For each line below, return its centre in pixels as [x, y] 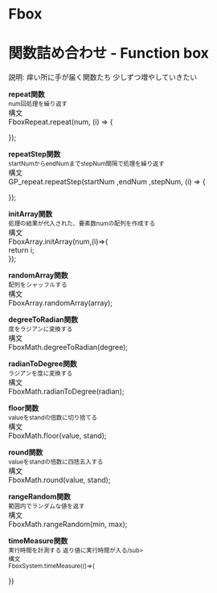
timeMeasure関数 [38, 541]
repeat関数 [27, 94]
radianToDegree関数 [43, 364]
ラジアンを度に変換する [41, 374]
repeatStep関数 [35, 154]
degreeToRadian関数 [43, 319]
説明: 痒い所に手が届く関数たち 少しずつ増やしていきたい [103, 77]
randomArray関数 [38, 275]
